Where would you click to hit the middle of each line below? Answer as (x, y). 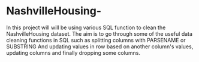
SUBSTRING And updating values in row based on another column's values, (100, 46)
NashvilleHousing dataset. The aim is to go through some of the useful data (99, 33)
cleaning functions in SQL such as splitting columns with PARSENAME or (96, 40)
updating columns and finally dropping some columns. (73, 52)
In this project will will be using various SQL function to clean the (86, 27)
